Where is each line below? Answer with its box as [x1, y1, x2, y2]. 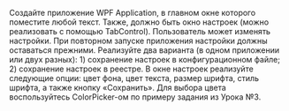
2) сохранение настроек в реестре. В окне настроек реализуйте [9, 63, 254, 74]
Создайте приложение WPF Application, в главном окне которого [9, 8, 256, 18]
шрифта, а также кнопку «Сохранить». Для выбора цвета [9, 83, 227, 92]
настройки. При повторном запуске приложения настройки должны [9, 35, 268, 46]
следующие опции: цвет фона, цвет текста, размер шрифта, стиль [9, 73, 259, 83]
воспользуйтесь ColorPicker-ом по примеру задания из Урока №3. [9, 92, 262, 102]
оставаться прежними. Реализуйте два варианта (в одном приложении [9, 45, 280, 55]
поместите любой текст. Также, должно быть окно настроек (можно [9, 17, 270, 27]
